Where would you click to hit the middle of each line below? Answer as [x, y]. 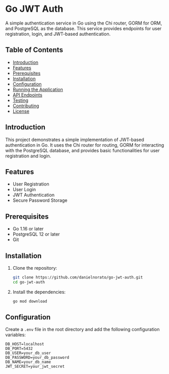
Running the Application [38, 89]
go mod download [30, 301]
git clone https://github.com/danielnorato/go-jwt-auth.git [78, 277]
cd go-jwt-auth [29, 282]
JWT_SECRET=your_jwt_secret [35, 367]
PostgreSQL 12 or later [36, 234]
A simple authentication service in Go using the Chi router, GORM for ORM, [84, 23]
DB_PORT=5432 [19, 349]
